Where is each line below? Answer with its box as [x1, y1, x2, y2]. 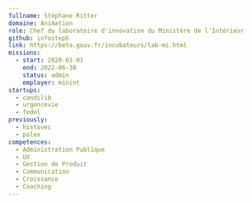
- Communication [15, 168, 69, 176]
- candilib [15, 94, 52, 101]
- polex [15, 130, 41, 138]
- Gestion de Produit [15, 161, 88, 169]
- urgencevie [15, 101, 59, 109]
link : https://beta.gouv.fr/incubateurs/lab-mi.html [8, 42, 187, 50]
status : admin [22, 71, 69, 79]
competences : [8, 137, 52, 146]
